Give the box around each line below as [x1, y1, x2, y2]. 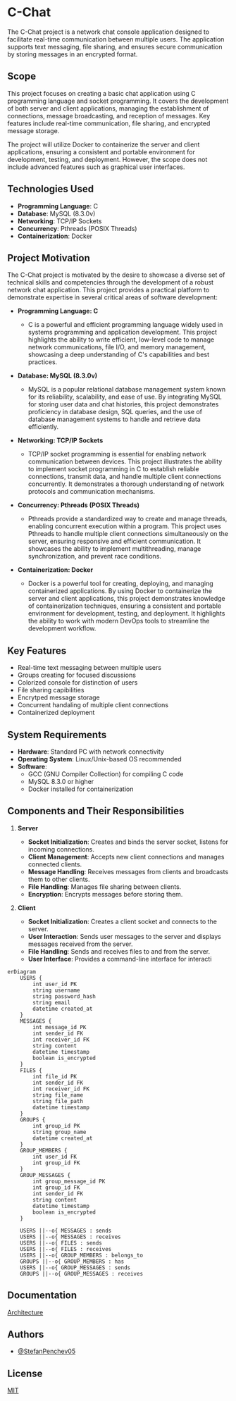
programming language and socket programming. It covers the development [7, 96, 229, 105]
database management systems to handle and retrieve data [27, 415, 201, 423]
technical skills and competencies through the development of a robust [7, 278, 213, 287]
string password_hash [32, 992, 97, 1000]
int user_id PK [32, 980, 77, 988]
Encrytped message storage [17, 693, 100, 702]
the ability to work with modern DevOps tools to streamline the [27, 617, 210, 625]
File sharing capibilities [17, 686, 85, 695]
